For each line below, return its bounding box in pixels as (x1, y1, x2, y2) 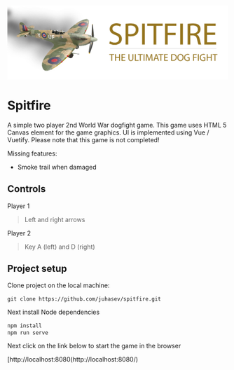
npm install (7, 322, 42, 329)
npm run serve (7, 329, 49, 336)
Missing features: (7, 149, 57, 158)
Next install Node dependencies (7, 308, 100, 317)
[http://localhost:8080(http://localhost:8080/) (7, 355, 139, 364)
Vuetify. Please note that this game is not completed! (7, 135, 160, 144)
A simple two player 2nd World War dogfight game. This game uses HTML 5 (7, 121, 227, 129)
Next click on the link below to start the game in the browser (7, 342, 181, 350)
